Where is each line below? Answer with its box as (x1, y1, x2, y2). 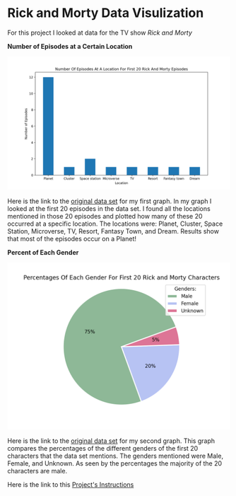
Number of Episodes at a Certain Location (7, 42, 133, 50)
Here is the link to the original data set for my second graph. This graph (7, 437, 216, 445)
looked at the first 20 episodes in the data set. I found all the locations (7, 204, 211, 213)
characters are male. (7, 467, 68, 475)
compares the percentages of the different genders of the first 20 (7, 444, 199, 453)
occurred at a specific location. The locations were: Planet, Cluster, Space (7, 219, 223, 228)
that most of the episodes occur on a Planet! (7, 235, 136, 243)
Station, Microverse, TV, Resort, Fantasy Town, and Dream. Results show (7, 227, 219, 236)
